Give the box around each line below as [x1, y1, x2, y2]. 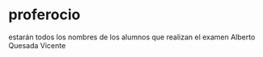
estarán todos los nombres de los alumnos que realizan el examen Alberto [8, 32, 256, 42]
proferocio [8, 6, 81, 24]
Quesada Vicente [8, 40, 66, 50]
